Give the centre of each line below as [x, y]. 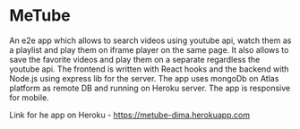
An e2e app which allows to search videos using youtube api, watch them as [150, 40]
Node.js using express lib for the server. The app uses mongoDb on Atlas [144, 78]
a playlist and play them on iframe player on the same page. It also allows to [149, 49]
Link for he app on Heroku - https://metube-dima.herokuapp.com [130, 115]
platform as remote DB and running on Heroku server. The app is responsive [150, 88]
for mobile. [29, 97]
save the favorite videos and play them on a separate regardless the [135, 59]
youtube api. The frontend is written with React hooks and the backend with [149, 69]
